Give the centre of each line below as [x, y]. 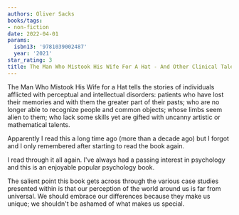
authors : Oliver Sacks [41, 14]
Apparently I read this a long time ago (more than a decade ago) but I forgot [118, 138]
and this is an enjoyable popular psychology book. [81, 167]
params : [19, 40]
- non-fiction [28, 27]
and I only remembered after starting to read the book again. [96, 145]
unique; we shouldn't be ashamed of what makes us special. [96, 204]
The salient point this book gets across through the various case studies [113, 181]
